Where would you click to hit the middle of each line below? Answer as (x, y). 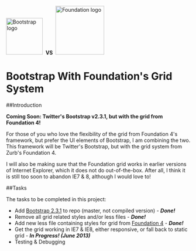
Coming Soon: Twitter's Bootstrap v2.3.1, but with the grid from (85, 116)
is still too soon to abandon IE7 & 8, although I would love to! (78, 177)
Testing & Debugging (40, 242)
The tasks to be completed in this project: (56, 199)
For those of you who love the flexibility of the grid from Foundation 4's (92, 134)
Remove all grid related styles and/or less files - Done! (80, 216)
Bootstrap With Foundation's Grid (89, 77)
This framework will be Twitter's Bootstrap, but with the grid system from (94, 146)
